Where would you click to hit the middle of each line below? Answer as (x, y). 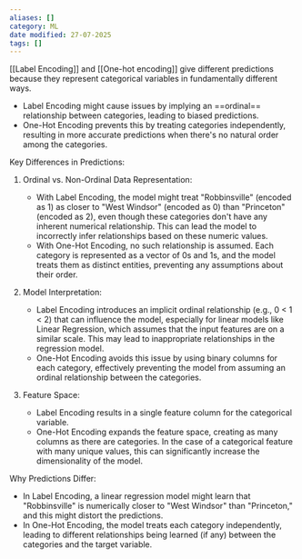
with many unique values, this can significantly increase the (148, 452)
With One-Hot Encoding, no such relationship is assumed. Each (155, 245)
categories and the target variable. (87, 544)
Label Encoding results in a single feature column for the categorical (164, 413)
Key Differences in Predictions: (67, 162)
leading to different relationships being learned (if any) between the (149, 535)
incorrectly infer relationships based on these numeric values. (152, 236)
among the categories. (65, 145)
